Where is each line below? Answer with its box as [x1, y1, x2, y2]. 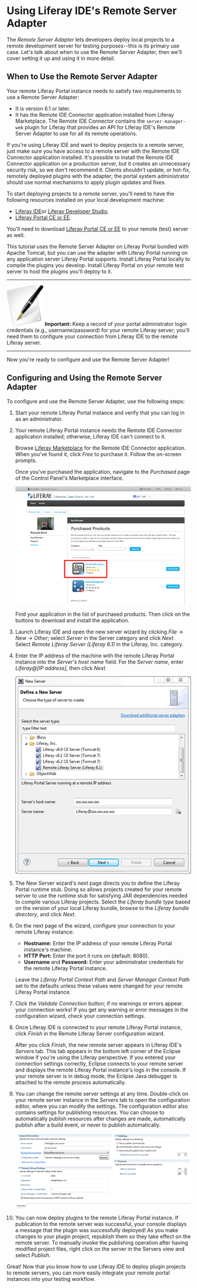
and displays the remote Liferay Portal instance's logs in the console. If [15, 1067, 186, 1074]
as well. [6, 231, 25, 238]
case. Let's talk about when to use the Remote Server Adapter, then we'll [6, 48, 182, 55]
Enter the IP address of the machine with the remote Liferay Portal [15, 652, 175, 659]
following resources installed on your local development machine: [6, 196, 165, 203]
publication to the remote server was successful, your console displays [15, 1220, 187, 1228]
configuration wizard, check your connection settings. [15, 1013, 146, 1020]
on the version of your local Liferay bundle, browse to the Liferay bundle [15, 905, 189, 912]
